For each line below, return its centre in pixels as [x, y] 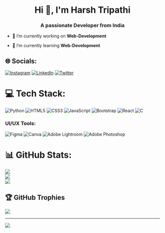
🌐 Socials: [21, 61]
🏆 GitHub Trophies [35, 197]
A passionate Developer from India [82, 26]
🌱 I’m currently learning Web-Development [56, 46]
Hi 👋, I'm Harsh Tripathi [82, 10]
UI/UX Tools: [20, 123]
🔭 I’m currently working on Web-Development [59, 36]
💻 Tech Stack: [35, 94]
